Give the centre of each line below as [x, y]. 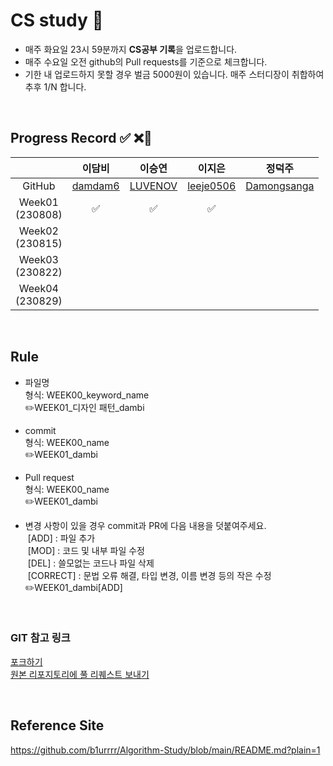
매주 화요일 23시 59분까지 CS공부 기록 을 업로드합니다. [131, 49]
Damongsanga [280, 186]
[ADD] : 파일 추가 [61, 538]
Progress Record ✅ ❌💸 [81, 138]
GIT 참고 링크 [40, 638]
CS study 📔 [57, 20]
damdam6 [95, 186]
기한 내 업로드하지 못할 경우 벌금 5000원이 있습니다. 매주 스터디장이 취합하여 [174, 74]
